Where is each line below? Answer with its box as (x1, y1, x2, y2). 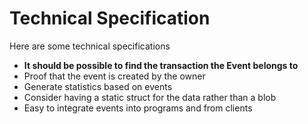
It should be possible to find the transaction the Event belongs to (23, 59, 299, 71)
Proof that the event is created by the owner (23, 70, 206, 82)
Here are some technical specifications (9, 40, 171, 52)
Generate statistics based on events (23, 80, 173, 92)
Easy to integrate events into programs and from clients (23, 102, 253, 114)
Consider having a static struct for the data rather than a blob (23, 91, 277, 103)
